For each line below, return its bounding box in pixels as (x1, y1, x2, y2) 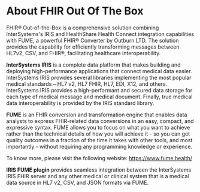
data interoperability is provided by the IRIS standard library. (6, 99, 154, 106)
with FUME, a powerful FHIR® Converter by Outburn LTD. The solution (6, 37, 179, 44)
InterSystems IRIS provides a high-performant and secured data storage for (6, 86, 193, 94)
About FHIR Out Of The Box (6, 4, 144, 18)
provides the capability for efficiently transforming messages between (6, 43, 180, 50)
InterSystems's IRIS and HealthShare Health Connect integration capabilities (6, 30, 195, 37)
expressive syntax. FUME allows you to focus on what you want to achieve (6, 124, 190, 131)
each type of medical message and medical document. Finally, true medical (6, 93, 193, 100)
